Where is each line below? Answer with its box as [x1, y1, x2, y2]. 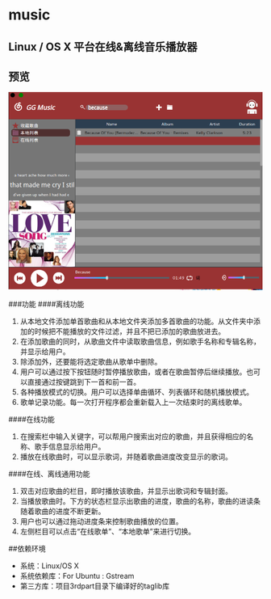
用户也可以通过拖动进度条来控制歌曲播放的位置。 [19, 517, 183, 526]
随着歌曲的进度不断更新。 [19, 507, 106, 517]
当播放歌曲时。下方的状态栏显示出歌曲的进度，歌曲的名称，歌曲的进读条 [19, 496, 261, 506]
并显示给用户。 [19, 347, 70, 356]
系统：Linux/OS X [19, 561, 79, 571]
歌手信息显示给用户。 [34, 442, 106, 452]
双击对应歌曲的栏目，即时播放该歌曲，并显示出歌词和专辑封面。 [19, 487, 232, 496]
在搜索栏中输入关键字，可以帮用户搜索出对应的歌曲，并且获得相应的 [19, 432, 247, 441]
